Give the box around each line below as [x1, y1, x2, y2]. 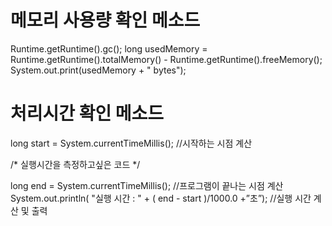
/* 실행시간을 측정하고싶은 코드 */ [10, 158, 141, 170]
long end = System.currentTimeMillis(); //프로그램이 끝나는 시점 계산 [10, 179, 284, 191]
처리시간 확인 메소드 [10, 102, 165, 125]
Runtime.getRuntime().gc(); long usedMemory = [10, 42, 208, 55]
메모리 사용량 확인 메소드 [10, 9, 201, 32]
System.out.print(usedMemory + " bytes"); [10, 64, 187, 76]
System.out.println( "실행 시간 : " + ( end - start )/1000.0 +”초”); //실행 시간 [10, 192, 312, 204]
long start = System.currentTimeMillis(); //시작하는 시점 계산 [10, 137, 253, 149]
